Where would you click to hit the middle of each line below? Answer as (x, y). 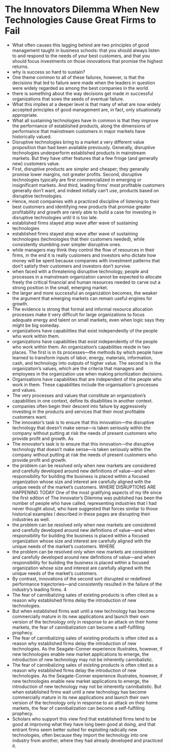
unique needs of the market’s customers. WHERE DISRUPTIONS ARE (84, 487)
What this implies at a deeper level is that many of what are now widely (86, 104)
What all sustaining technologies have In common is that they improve (85, 120)
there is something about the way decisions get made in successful (82, 93)
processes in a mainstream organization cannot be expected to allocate (87, 277)
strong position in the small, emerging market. (60, 287)
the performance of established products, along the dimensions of (81, 126)
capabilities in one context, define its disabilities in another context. (82, 401)
